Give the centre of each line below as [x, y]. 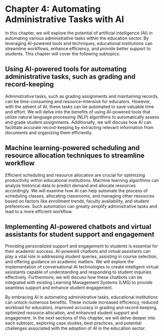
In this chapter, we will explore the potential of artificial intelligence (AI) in [79, 33]
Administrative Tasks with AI [65, 19]
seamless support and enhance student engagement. [59, 288]
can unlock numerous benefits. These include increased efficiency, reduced [82, 302]
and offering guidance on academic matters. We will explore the [70, 262]
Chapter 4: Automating [53, 9]
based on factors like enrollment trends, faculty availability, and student [77, 201]
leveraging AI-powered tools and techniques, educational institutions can [79, 43]
